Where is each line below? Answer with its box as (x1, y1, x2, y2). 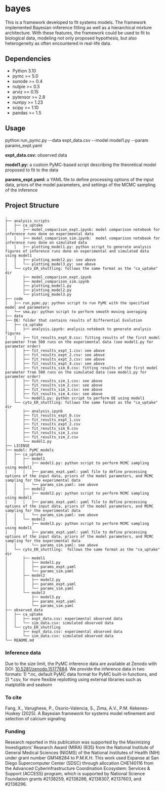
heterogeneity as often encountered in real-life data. (5, 40, 112, 46)
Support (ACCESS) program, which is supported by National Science (5, 771, 145, 777)
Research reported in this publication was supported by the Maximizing (5, 739, 151, 745)
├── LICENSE (5, 443, 30, 449)
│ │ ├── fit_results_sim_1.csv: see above (5, 378, 103, 383)
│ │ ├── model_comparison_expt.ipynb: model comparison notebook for (5, 227, 161, 232)
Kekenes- (129, 705, 150, 711)
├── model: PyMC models (5, 448, 54, 453)
